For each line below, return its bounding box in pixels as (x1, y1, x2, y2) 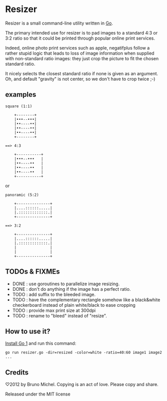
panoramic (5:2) (5, 192, 39, 197)
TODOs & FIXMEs (5, 267, 60, 276)
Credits (5, 368, 29, 376)
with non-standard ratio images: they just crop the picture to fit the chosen (5, 55, 159, 61)
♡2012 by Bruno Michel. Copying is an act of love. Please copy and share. (5, 381, 158, 387)
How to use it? (5, 327, 50, 335)
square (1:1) (5, 104, 32, 109)
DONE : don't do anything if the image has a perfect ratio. (12, 286, 131, 292)
